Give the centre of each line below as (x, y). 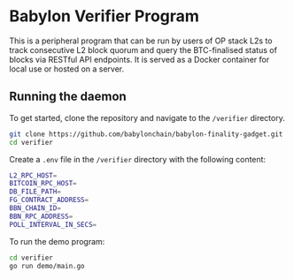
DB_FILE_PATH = (35, 192)
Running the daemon (68, 97)
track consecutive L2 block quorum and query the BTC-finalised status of (143, 49)
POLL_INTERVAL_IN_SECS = (53, 224)
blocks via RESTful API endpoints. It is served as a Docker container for (139, 59)
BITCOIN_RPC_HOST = (43, 184)
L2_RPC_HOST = (33, 175)
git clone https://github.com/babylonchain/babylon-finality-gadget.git (146, 134)
